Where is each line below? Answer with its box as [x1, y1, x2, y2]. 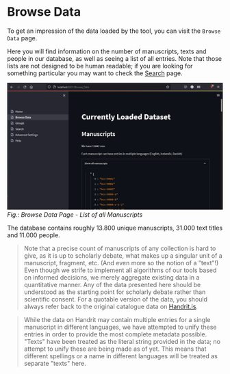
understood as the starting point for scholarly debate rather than [23, 288, 206, 296]
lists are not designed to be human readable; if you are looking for [7, 62, 193, 70]
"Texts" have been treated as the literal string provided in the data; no [23, 337, 221, 345]
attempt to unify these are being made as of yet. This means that [23, 345, 207, 353]
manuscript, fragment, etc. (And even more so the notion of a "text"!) [23, 258, 219, 267]
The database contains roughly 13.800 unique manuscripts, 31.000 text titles [7, 224, 223, 232]
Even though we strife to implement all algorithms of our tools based [23, 266, 217, 274]
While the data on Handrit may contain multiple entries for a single [23, 315, 211, 323]
